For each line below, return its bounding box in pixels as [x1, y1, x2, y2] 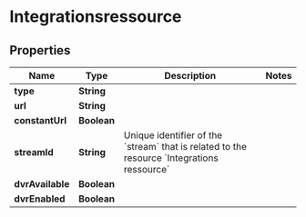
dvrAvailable [14, 178, 70, 190]
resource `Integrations [123, 152, 219, 164]
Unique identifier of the [123, 129, 223, 142]
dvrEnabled [14, 192, 66, 205]
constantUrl [14, 114, 67, 126]
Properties [9, 43, 71, 58]
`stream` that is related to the [123, 141, 248, 153]
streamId [14, 146, 55, 158]
